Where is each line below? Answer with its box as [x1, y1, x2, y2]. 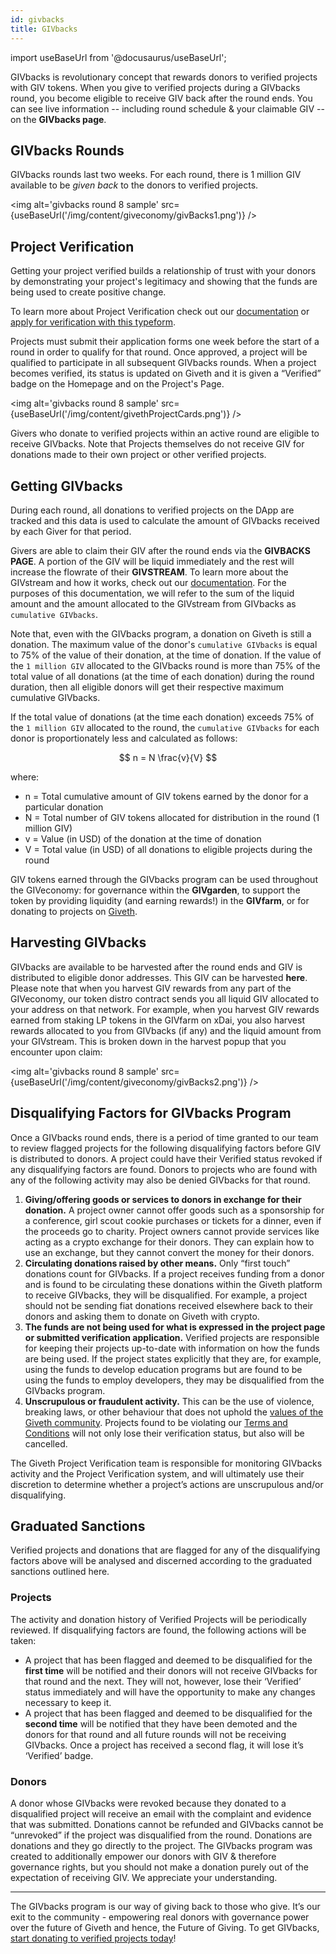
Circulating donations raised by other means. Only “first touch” [24, 1257, 291, 1269]
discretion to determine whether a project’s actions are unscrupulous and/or [10, 1478, 324, 1490]
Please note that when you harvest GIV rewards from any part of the [10, 982, 292, 994]
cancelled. [24, 1437, 68, 1450]
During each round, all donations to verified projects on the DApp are [10, 504, 295, 516]
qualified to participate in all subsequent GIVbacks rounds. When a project [10, 357, 317, 369]
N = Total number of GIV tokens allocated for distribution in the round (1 [24, 811, 320, 823]
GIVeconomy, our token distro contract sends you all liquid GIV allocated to [10, 992, 320, 1005]
